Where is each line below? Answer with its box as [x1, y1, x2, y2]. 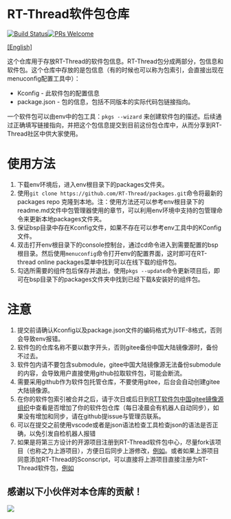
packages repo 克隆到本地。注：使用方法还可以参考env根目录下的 [16, 197, 205, 205]
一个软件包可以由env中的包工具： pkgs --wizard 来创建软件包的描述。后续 [7, 112, 217, 121]
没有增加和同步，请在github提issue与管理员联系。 [23, 411, 165, 420]
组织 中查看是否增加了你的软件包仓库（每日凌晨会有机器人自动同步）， [16, 403, 213, 411]
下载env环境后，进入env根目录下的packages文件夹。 [16, 180, 168, 188]
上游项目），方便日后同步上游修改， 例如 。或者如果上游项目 [53, 446, 219, 455]
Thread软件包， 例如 [16, 463, 74, 472]
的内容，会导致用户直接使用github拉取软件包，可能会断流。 [16, 369, 186, 377]
